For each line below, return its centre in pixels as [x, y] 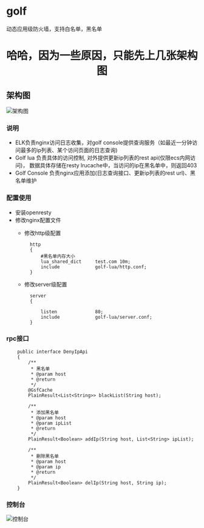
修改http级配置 [42, 233]
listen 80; [72, 311]
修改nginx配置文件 [38, 220]
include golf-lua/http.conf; [93, 267]
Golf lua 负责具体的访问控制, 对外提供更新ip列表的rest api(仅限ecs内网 [103, 158]
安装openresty [33, 212]
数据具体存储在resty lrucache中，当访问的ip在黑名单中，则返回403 [113, 165]
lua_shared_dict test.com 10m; [85, 262]
